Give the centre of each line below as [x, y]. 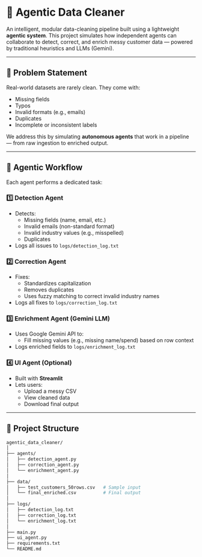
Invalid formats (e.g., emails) [50, 112]
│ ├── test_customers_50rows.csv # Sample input [74, 487]
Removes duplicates [49, 290]
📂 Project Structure [43, 429]
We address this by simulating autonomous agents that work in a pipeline [98, 136]
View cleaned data [47, 397]
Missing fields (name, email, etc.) [65, 220]
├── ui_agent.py [26, 538]
